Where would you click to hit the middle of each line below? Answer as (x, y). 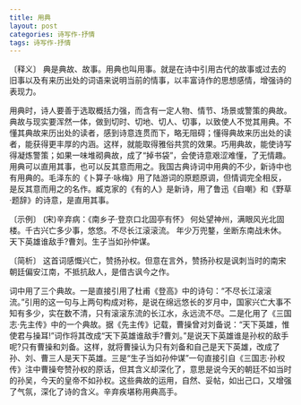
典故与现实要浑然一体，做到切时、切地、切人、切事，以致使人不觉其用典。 (146, 122)
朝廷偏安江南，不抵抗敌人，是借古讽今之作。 (92, 272)
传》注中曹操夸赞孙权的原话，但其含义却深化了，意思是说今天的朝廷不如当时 (150, 369)
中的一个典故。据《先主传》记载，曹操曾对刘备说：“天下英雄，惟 (170, 324)
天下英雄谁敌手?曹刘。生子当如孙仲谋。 (82, 242)
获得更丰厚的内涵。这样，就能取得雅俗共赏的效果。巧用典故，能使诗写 (162, 144)
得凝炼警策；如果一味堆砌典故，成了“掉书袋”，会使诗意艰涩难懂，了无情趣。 (150, 155)
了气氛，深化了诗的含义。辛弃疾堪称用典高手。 (95, 392)
